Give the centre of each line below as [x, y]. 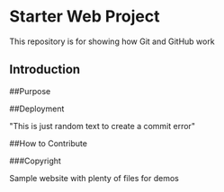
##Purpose [30, 91]
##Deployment [37, 109]
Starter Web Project [85, 17]
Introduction [45, 70]
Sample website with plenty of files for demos [94, 178]
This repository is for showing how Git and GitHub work [112, 41]
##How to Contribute [49, 143]
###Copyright [35, 161]
